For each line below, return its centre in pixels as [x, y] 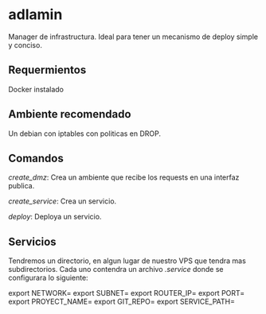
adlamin [35, 15]
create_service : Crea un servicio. [63, 201]
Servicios [33, 241]
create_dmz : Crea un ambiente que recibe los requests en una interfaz [124, 177]
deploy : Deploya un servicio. [55, 217]
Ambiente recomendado [70, 114]
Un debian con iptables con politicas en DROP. [85, 134]
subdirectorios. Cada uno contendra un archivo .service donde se [116, 269]
